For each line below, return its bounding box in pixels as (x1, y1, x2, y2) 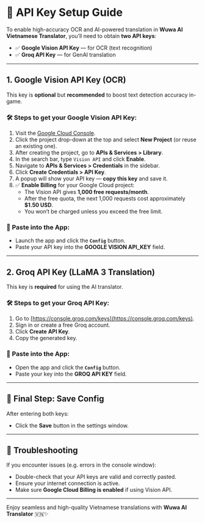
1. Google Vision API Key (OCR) (6, 75, 126, 85)
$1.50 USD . (24, 201, 54, 209)
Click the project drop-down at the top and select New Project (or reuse (15, 136, 196, 143)
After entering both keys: (6, 410, 69, 417)
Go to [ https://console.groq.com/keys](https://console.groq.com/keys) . (15, 315, 195, 322)
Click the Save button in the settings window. (15, 421, 129, 429)
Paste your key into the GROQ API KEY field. (15, 370, 127, 377)
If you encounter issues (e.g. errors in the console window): (6, 461, 157, 469)
